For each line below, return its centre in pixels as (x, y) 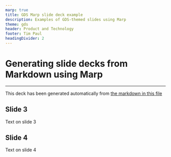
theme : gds (17, 24)
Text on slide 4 (21, 150)
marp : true (17, 10)
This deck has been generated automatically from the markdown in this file (84, 93)
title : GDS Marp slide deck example (44, 15)
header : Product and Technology (39, 29)
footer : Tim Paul (24, 34)
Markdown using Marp (54, 75)
